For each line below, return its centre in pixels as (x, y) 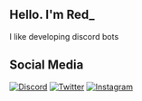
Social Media (47, 65)
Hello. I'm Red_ (52, 15)
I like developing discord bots (64, 36)
